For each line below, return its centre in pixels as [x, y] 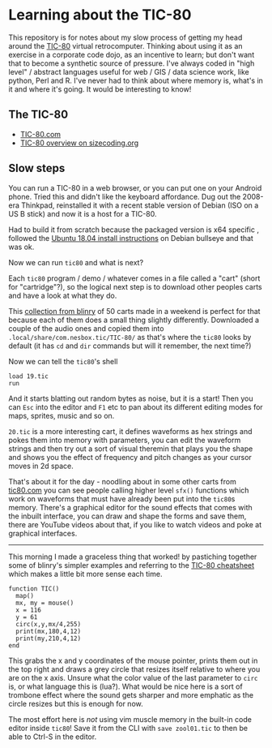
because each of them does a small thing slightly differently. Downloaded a [134, 320]
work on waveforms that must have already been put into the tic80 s [122, 499]
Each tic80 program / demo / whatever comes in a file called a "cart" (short [134, 278]
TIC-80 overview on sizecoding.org [79, 143]
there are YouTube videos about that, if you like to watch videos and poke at [135, 524]
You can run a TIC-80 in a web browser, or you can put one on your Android [135, 187]
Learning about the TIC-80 [100, 15]
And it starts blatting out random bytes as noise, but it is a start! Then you [131, 398]
